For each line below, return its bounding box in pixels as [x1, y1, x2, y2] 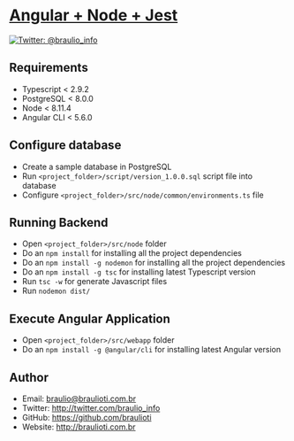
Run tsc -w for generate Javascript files [21, 276, 168, 287]
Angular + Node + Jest [9, 5, 178, 26]
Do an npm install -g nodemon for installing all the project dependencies [21, 258, 285, 268]
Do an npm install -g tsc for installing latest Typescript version [21, 267, 256, 277]
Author [9, 369, 49, 385]
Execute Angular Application [9, 311, 170, 326]
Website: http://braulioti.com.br [21, 422, 136, 432]
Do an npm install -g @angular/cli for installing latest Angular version [21, 344, 281, 355]
